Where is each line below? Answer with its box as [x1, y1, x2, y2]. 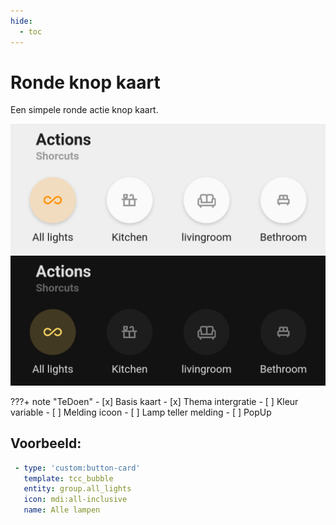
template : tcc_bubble [23, 473, 114, 484]
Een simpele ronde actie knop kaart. [10, 104, 159, 116]
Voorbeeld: [10, 435, 82, 452]
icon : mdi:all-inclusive [23, 495, 128, 505]
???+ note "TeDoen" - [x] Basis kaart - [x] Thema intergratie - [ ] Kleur [10, 395, 299, 407]
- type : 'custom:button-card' [14, 463, 141, 473]
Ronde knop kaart [10, 71, 161, 94]
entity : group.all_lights [23, 484, 132, 494]
